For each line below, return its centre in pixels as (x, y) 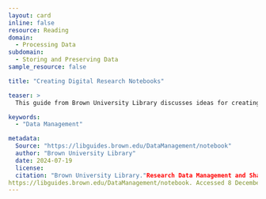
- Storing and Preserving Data (67, 60)
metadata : (25, 139)
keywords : (25, 117)
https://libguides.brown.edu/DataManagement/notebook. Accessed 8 (120, 182)
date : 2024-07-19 (44, 160)
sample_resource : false (47, 67)
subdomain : (26, 52)
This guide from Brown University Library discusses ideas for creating (138, 103)
